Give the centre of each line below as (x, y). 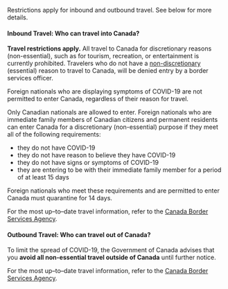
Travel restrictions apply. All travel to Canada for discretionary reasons (109, 49)
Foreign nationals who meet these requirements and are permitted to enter (113, 191)
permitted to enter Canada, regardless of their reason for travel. (98, 99)
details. (18, 17)
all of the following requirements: (54, 134)
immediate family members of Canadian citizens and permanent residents (113, 120)
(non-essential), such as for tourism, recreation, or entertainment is (103, 56)
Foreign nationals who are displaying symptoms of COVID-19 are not (105, 91)
